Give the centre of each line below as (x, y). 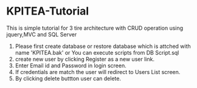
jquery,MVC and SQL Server (42, 34)
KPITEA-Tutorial (48, 11)
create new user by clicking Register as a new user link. (85, 59)
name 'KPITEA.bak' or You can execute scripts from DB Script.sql (97, 52)
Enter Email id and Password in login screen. (71, 66)
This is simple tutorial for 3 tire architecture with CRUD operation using (95, 28)
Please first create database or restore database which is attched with (103, 46)
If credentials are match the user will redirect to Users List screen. (98, 72)
